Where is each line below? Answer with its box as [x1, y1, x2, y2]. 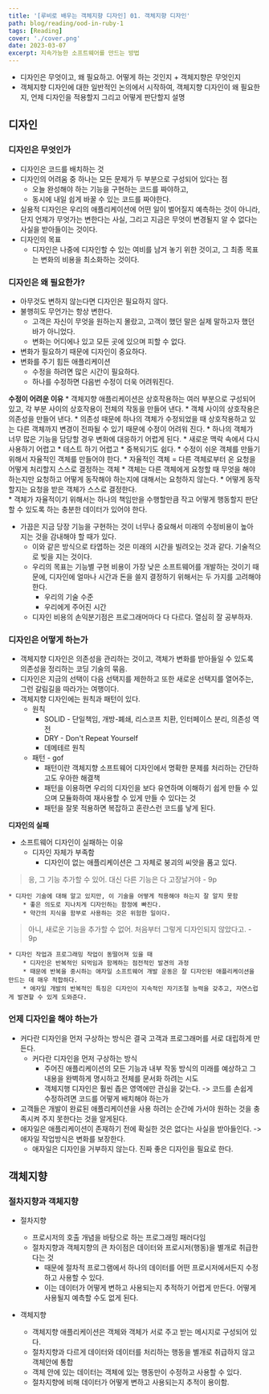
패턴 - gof [31, 753, 64, 763]
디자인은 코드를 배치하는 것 [19, 164, 104, 174]
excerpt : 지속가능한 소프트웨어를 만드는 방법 [8, 49, 140, 57]
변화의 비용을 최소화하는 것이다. [40, 254, 140, 264]
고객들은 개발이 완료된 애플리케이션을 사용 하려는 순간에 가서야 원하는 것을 [19, 1104, 252, 1113]
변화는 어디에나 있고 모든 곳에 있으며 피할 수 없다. [31, 336, 186, 346]
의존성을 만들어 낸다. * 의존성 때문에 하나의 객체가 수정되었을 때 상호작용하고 [8, 413, 247, 423]
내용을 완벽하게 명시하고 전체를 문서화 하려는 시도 [43, 1073, 199, 1083]
